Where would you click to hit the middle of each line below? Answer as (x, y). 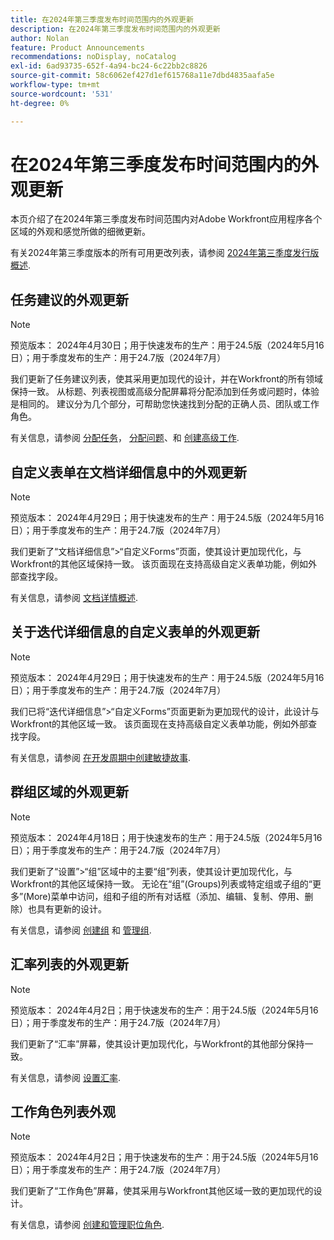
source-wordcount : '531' (62, 94)
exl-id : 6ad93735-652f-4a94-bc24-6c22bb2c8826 (109, 66)
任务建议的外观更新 (69, 299)
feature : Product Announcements (77, 47)
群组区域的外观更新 (69, 792)
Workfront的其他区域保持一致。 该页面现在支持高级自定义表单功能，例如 (159, 564)
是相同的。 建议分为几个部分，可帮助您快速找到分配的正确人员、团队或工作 (165, 404)
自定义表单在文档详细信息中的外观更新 (128, 472)
